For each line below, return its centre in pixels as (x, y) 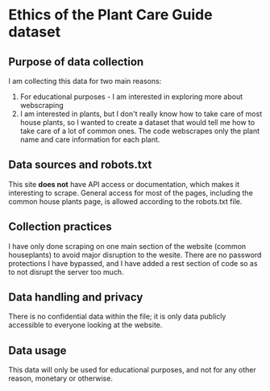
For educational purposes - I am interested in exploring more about (131, 97)
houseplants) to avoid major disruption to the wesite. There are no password (135, 255)
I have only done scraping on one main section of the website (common (127, 246)
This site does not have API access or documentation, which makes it (124, 184)
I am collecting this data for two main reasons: (85, 81)
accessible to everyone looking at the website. (85, 325)
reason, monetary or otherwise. (60, 379)
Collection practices (60, 227)
